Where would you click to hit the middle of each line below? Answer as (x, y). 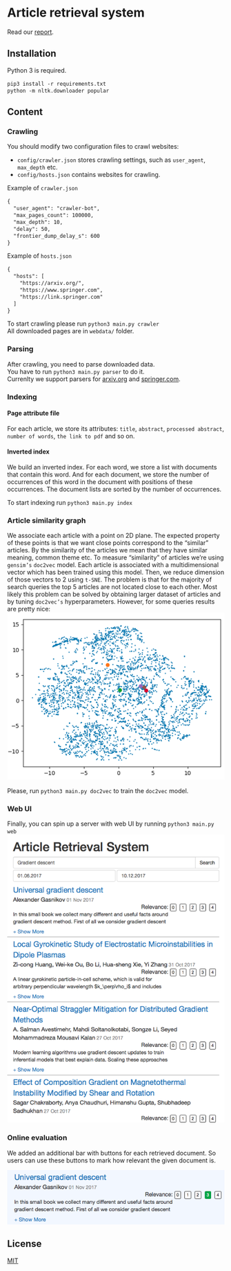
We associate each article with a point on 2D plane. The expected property (113, 536)
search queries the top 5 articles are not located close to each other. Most (112, 587)
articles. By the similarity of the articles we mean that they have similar (108, 550)
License (24, 1244)
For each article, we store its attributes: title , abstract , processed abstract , (115, 428)
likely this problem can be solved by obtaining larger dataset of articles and (114, 594)
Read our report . (30, 32)
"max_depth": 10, (38, 223)
